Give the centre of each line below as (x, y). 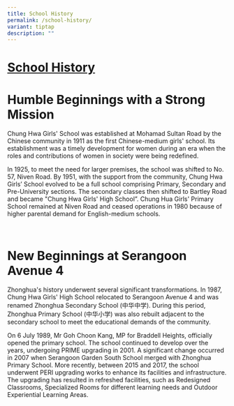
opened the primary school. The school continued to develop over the (108, 343)
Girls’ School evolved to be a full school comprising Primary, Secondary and (117, 184)
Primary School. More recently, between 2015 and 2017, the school (103, 365)
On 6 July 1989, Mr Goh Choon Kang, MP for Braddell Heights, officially (110, 336)
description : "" (31, 33)
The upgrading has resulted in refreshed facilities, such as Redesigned (109, 380)
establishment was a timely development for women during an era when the (116, 149)
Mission (31, 114)
